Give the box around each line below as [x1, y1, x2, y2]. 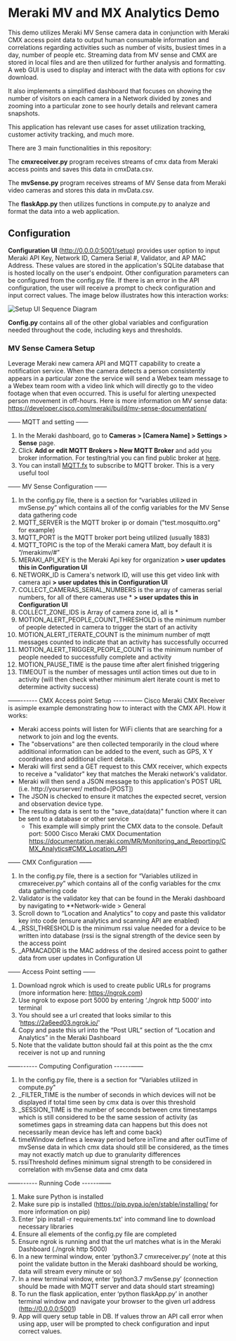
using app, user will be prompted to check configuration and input [18, 1320, 210, 1328]
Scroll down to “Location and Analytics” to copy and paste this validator [18, 909, 226, 918]
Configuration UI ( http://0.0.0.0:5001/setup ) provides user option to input [8, 246, 221, 255]
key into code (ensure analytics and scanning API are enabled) [18, 916, 199, 925]
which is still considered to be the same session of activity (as [18, 1113, 198, 1122]
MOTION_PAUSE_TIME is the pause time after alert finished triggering [18, 660, 220, 669]
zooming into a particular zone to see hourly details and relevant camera [8, 101, 218, 110]
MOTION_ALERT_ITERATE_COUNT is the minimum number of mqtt [18, 631, 211, 639]
